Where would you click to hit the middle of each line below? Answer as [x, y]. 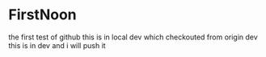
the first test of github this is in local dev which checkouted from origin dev [133, 37]
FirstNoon [42, 15]
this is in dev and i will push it [57, 45]
